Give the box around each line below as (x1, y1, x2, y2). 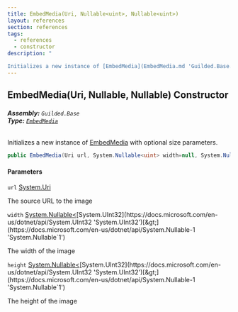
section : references (7, 23, 69, 30)
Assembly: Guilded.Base (7, 108, 80, 117)
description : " (7, 50, 52, 57)
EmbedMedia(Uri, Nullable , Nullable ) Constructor (7, 89, 229, 101)
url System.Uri (7, 183, 51, 191)
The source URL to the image (7, 196, 93, 206)
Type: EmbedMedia (7, 116, 59, 125)
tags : (7, 30, 23, 38)
